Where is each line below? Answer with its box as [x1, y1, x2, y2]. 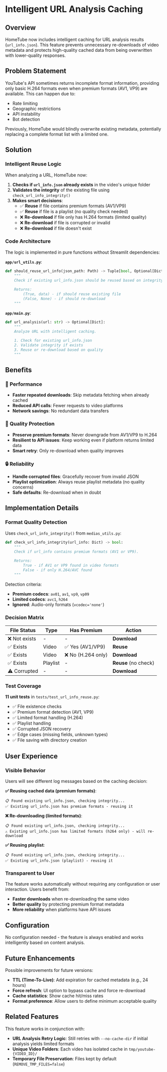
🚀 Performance [5, 381, 42, 388]
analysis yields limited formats [12, 1041, 75, 1047]
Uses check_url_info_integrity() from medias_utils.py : [5, 530, 122, 536]
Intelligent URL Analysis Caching [5, 3, 143, 15]
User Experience [5, 752, 58, 761]
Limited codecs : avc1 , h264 [12, 596, 68, 602]
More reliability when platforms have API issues [12, 907, 111, 913]
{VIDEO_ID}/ [12, 1051, 37, 1056]
